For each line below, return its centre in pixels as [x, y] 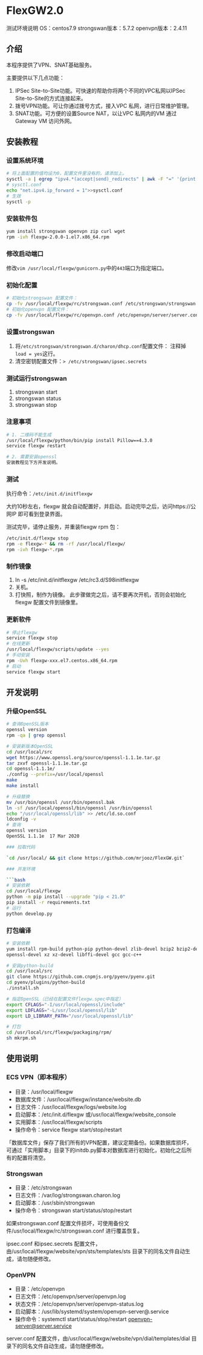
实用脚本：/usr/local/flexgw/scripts [59, 1122]
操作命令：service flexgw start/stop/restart [68, 1129]
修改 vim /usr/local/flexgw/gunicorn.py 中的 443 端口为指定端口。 [87, 268]
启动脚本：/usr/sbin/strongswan [55, 1203]
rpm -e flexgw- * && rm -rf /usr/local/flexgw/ [66, 544]
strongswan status [38, 398]
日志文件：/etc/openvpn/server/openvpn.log [70, 1296]
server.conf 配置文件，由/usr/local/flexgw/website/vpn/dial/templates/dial [98, 1339]
